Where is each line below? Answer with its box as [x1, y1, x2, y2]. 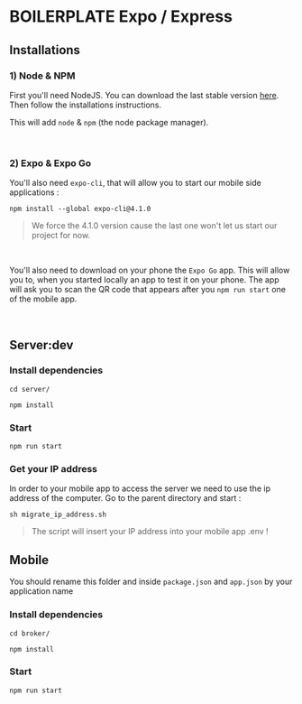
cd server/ [9, 384, 50, 394]
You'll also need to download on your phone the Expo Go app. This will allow [9, 264, 290, 276]
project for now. [31, 230, 91, 241]
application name [9, 586, 74, 597]
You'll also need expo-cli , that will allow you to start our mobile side [9, 178, 261, 189]
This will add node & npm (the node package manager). [9, 116, 209, 127]
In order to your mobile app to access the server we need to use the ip [9, 483, 270, 494]
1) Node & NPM [9, 69, 76, 82]
